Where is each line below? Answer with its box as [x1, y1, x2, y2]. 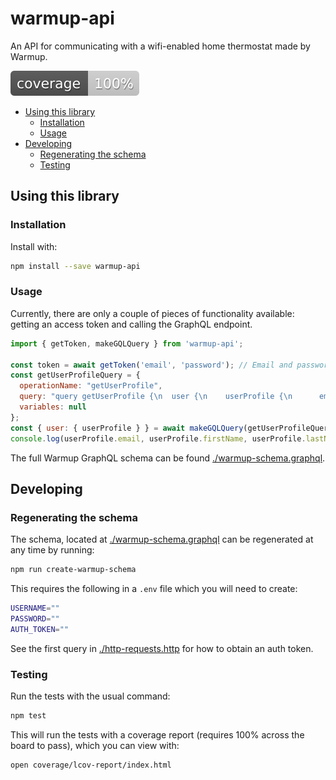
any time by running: [10, 544, 95, 556]
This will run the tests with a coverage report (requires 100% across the [10, 728, 305, 741]
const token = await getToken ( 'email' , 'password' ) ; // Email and [10, 360, 293, 370]
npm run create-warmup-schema [10, 565, 137, 575]
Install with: [10, 240, 58, 252]
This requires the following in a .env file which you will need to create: [10, 583, 298, 595]
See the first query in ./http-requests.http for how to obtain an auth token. [10, 642, 314, 654]
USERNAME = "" [10, 603, 60, 614]
